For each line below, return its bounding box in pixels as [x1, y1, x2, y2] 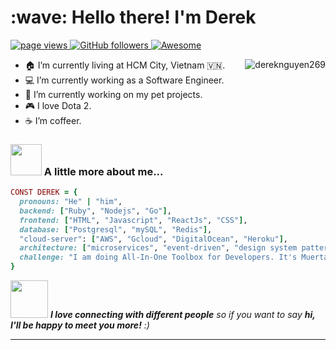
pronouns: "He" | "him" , [19, 197, 123, 207]
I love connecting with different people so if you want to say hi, [49, 309, 316, 321]
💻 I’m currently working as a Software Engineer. [24, 74, 225, 86]
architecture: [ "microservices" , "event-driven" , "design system [19, 243, 298, 253]
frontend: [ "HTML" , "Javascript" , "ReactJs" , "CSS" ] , [19, 215, 248, 225]
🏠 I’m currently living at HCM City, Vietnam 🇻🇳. [24, 59, 226, 71]
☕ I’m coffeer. [24, 114, 82, 126]
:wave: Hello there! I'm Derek [10, 6, 257, 29]
